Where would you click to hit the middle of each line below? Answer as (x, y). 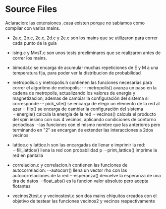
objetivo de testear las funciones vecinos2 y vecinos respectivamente (83, 201)
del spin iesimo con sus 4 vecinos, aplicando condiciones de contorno (84, 119)
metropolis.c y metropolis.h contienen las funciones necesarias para (82, 82)
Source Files (31, 9)
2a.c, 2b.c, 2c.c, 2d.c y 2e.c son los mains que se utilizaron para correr (85, 38)
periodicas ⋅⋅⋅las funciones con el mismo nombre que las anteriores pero (86, 125)
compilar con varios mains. (33, 28)
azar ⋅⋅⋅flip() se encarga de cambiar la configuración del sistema (78, 109)
